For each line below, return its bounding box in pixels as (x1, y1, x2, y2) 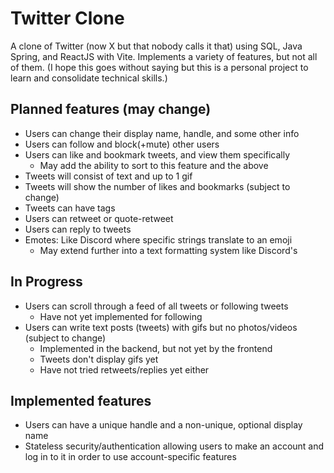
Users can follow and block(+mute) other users (24, 138, 220, 150)
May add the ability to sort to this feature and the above (39, 159, 269, 171)
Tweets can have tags (24, 202, 116, 214)
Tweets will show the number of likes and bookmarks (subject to (24, 180, 291, 192)
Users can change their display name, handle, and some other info (24, 127, 300, 139)
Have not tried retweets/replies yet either (39, 363, 210, 376)
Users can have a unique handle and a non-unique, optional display (24, 419, 303, 431)
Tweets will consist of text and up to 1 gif (24, 170, 193, 182)
